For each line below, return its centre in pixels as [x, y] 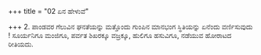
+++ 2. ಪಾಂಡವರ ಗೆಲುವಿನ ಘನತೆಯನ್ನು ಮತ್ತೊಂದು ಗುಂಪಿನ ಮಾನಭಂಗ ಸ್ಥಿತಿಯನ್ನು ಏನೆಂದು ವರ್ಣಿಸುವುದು [130, 27]
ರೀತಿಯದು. [21, 44]
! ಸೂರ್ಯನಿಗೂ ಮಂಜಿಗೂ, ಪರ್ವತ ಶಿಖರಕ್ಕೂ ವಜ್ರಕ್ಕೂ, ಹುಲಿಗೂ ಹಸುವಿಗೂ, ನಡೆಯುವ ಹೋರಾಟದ [120, 35]
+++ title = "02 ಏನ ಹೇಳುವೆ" [48, 11]
